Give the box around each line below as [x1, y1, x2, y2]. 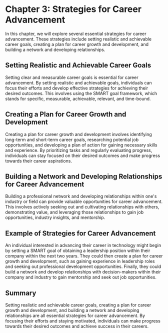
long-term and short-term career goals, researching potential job [5, 136, 139, 142]
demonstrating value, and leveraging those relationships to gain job [5, 209, 144, 215]
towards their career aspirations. [5, 157, 72, 163]
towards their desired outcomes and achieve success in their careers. [5, 323, 149, 329]
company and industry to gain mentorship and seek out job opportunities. [5, 274, 156, 280]
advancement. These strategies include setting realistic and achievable [5, 36, 152, 42]
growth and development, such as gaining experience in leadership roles [5, 258, 155, 264]
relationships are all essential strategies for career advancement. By [5, 312, 145, 318]
